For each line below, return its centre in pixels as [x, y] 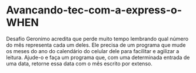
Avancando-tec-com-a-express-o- [94, 10]
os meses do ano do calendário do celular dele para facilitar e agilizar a [93, 51]
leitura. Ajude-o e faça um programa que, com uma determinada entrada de [98, 57]
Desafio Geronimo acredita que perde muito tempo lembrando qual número [97, 39]
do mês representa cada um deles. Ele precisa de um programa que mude [96, 45]
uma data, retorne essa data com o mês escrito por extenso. [79, 63]
